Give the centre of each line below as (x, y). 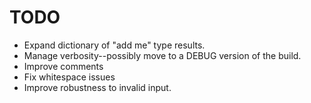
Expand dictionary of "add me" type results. (114, 45)
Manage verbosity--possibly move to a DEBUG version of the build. (162, 55)
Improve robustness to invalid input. (97, 87)
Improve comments (63, 66)
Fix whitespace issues (69, 77)
